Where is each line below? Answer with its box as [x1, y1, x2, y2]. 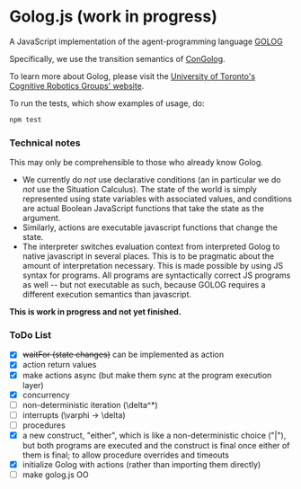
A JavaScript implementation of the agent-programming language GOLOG [9, 36, 283, 47]
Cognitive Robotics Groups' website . [9, 80, 145, 91]
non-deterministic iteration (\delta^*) [22, 399, 159, 410]
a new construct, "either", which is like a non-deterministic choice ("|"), [22, 430, 287, 440]
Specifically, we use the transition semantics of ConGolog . [9, 53, 226, 64]
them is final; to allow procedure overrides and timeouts [22, 449, 229, 460]
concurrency [22, 389, 70, 400]
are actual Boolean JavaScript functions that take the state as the [22, 203, 265, 214]
